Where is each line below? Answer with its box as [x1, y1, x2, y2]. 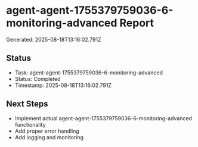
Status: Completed [14, 75, 61, 82]
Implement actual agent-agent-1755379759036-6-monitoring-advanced [14, 114, 193, 122]
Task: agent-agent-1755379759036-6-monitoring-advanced [14, 69, 163, 76]
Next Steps [6, 99, 48, 109]
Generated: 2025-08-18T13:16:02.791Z [6, 36, 101, 43]
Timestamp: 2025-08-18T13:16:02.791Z [14, 82, 112, 89]
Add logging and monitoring [14, 133, 84, 140]
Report [119, 16, 154, 30]
